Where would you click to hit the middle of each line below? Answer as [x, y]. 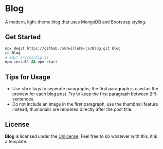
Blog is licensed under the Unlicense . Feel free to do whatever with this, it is [81, 136]
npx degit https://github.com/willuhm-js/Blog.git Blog [63, 48]
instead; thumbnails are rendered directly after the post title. [72, 109]
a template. [16, 141]
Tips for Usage [28, 77]
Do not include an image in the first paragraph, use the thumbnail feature [85, 104]
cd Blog [13, 53]
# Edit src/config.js [27, 57]
